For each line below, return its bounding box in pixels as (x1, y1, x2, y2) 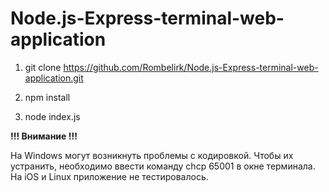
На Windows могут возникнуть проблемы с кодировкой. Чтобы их (10, 149, 294, 161)
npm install (24, 91, 71, 103)
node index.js (24, 110, 81, 122)
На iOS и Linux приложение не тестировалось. (10, 170, 209, 182)
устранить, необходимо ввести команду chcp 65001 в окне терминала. (10, 160, 316, 172)
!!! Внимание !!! (10, 130, 78, 142)
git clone (24, 61, 62, 73)
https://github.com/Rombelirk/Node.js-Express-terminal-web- (63, 61, 319, 73)
